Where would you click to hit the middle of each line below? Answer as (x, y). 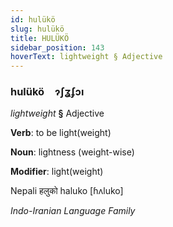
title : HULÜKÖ (40, 38)
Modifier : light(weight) (57, 172)
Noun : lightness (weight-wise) (72, 152)
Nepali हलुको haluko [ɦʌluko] (67, 191)
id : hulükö (33, 19)
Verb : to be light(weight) (61, 133)
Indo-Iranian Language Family (73, 211)
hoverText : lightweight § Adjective (86, 57)
